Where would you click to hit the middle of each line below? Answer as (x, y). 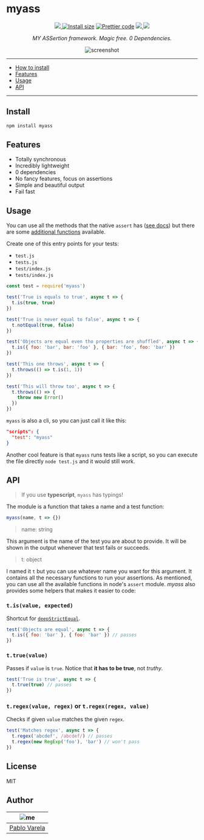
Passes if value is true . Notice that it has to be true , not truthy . (85, 668)
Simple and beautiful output (50, 185)
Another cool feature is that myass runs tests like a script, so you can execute (102, 455)
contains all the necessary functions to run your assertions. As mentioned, (99, 578)
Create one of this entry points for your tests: (63, 244)
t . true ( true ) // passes (42, 685)
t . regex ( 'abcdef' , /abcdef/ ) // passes (62, 736)
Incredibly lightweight (42, 166)
